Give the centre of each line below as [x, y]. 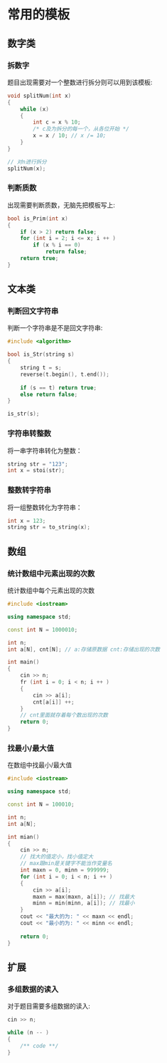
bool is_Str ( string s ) [41, 354]
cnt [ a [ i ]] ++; [54, 702]
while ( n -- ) [28, 1033]
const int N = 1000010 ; [43, 629]
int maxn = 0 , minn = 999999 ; [65, 870]
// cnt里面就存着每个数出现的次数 [64, 715]
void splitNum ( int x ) [39, 96]
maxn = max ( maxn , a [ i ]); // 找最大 [84, 897]
